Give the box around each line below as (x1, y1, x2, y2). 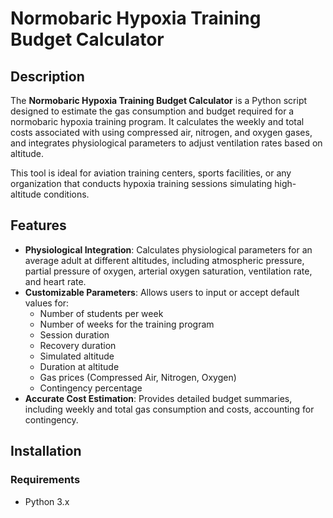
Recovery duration (39, 339, 117, 351)
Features (10, 217, 67, 234)
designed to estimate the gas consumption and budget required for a (10, 105, 295, 117)
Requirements (10, 473, 81, 487)
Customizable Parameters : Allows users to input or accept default (24, 286, 300, 298)
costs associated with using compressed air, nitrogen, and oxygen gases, (10, 127, 313, 138)
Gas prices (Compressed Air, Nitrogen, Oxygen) (39, 371, 237, 383)
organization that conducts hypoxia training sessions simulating (10, 178, 273, 189)
